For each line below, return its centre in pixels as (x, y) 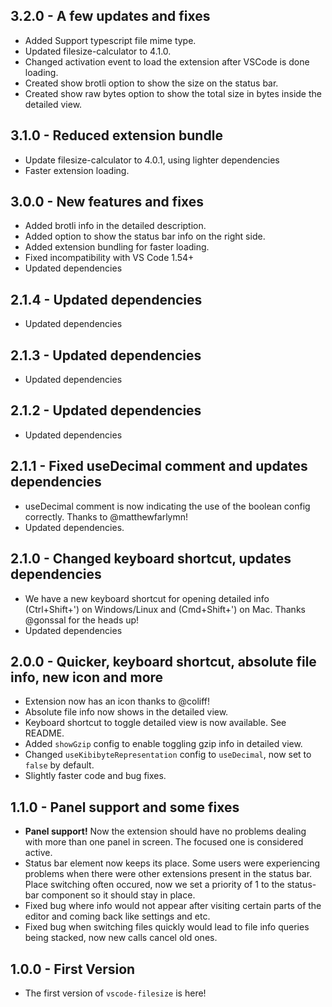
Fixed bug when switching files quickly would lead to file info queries (167, 927)
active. (38, 853)
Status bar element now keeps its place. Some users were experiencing (172, 863)
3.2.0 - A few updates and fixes (110, 16)
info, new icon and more (87, 677)
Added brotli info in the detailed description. (115, 226)
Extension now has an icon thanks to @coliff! (117, 701)
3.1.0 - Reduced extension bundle (116, 135)
